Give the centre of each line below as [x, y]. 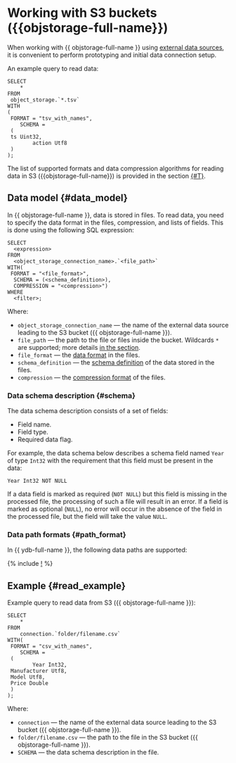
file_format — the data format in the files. [79, 355]
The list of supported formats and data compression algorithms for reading [116, 168]
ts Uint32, [26, 137]
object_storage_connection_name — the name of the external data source [123, 324]
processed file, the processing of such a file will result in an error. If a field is [118, 502]
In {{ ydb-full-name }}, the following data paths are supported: [97, 550]
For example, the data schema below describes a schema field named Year [116, 453]
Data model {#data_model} [68, 198]
